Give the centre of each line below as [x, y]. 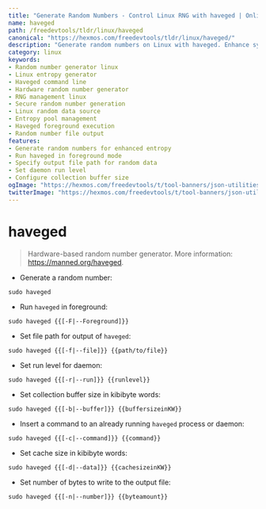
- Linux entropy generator [53, 75]
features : [25, 141]
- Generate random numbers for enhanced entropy [90, 148]
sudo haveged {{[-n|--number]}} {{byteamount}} [88, 496]
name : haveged [32, 23]
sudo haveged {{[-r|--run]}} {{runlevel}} [79, 380]
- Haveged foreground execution [61, 126]
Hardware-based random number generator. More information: [130, 254]
